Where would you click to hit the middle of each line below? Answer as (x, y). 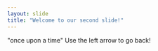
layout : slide (28, 14)
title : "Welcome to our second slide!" (66, 20)
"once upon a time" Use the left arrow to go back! (79, 40)
